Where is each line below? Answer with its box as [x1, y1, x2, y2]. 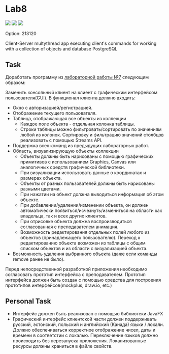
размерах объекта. [20, 175, 62, 181]
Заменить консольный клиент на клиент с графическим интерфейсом [5, 89, 158, 95]
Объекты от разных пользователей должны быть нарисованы [20, 180, 155, 186]
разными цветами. [20, 185, 61, 192]
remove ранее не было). [12, 256, 65, 262]
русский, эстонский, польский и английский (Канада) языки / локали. [12, 321, 164, 328]
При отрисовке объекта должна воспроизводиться [20, 218, 132, 224]
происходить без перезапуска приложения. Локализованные [12, 337, 146, 344]
